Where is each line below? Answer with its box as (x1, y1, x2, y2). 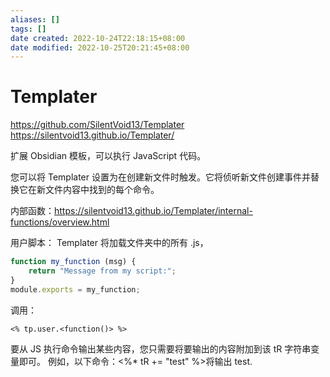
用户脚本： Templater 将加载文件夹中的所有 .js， (10, 237, 209, 249)
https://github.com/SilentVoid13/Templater (10, 119, 185, 131)
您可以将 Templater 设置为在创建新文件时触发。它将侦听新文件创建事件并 (10, 171, 311, 183)
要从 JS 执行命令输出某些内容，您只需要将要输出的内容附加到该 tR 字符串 (10, 342, 312, 355)
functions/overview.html (10, 216, 110, 228)
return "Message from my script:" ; (28, 266, 177, 276)
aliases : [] (10, 14, 60, 25)
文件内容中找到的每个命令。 (44, 184, 160, 196)
